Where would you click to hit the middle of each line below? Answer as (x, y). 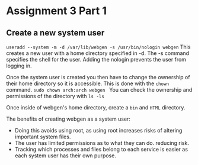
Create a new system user (55, 33)
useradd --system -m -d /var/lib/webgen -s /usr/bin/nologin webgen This (98, 47)
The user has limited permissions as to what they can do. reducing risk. (102, 143)
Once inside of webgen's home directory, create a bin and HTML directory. (96, 107)
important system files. (43, 137)
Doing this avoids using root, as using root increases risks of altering (98, 130)
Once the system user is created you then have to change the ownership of (98, 77)
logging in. (19, 66)
